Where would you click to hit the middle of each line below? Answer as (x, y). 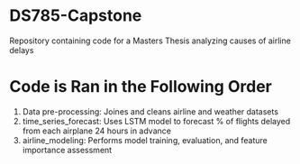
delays (22, 50)
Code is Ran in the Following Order (141, 87)
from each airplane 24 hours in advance (96, 131)
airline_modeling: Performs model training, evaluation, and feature (145, 140)
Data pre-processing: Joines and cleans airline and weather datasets (150, 111)
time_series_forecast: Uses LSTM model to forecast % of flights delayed (156, 121)
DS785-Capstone (76, 16)
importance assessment (67, 150)
